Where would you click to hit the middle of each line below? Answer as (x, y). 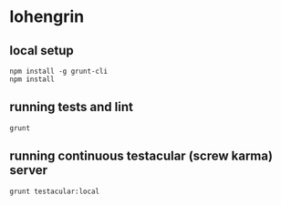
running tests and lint (72, 107)
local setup (42, 51)
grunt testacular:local (55, 191)
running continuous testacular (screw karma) (141, 156)
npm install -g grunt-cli (58, 71)
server (29, 170)
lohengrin (47, 17)
